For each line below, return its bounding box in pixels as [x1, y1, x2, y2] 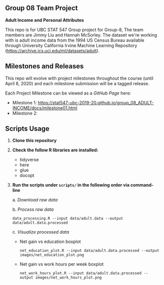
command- [130, 182, 154, 188]
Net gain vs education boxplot [19, 238, 81, 244]
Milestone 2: [12, 110, 38, 116]
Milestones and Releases [5, 62, 84, 71]
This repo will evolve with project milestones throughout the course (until [5, 75, 154, 81]
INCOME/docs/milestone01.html [12, 105, 78, 111]
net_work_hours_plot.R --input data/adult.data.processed [19, 271, 142, 276]
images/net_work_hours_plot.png [35, 275, 102, 280]
